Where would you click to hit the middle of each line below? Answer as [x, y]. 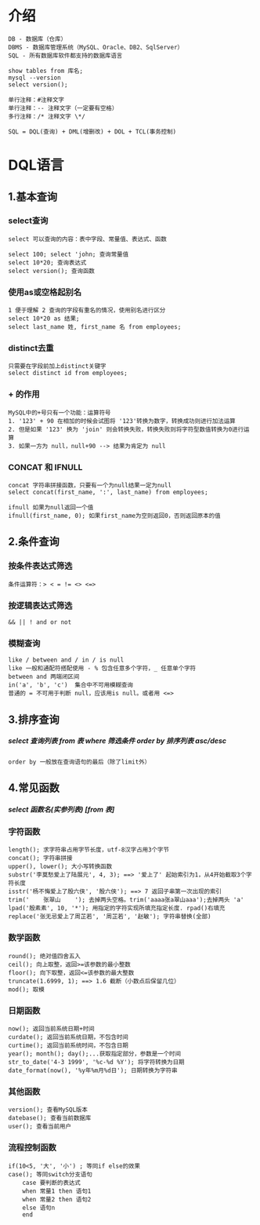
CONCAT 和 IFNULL [45, 467]
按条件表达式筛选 [40, 566]
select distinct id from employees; [68, 374]
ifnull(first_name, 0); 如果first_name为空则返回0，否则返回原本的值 [114, 516]
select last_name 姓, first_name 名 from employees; [95, 327]
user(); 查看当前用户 [40, 1127]
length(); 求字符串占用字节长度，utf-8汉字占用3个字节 [89, 850]
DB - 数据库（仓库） [38, 39]
